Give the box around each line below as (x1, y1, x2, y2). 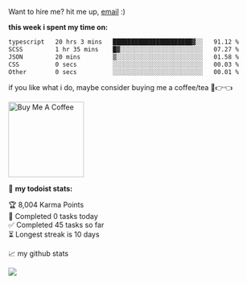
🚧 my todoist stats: (8, 184, 73, 194)
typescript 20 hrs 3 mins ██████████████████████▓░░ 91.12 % (8, 38, 240, 46)
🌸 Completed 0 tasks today (8, 212, 98, 221)
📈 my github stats (8, 249, 69, 258)
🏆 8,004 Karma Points (8, 200, 84, 210)
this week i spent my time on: (8, 23, 109, 31)
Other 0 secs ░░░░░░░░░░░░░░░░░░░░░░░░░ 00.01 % (8, 68, 240, 76)
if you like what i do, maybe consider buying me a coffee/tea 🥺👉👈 (8, 83, 233, 93)
